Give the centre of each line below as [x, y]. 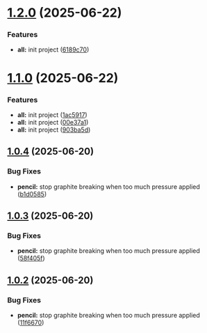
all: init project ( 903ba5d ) [54, 130]
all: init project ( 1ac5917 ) [52, 115]
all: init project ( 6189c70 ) [53, 49]
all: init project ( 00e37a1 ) [53, 122]
